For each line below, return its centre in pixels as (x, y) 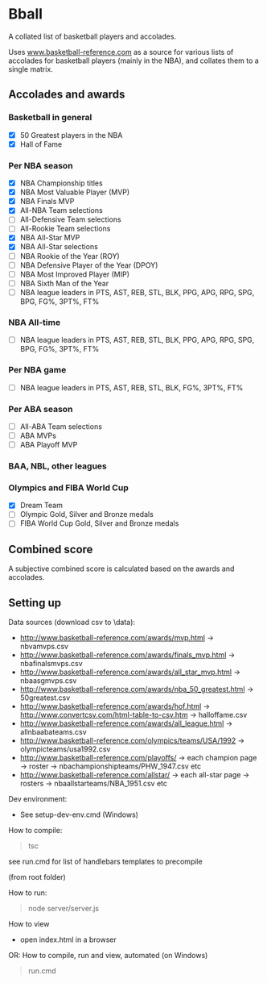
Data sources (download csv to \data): (72, 623)
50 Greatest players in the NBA (71, 135)
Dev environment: (38, 799)
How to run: (28, 893)
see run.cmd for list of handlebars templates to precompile (105, 862)
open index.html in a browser (68, 939)
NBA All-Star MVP (50, 238)
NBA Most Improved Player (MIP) (75, 274)
